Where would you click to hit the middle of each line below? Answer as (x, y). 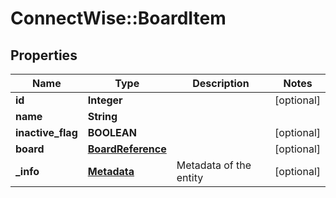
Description (221, 83)
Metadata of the (214, 165)
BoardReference (127, 149)
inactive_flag (46, 132)
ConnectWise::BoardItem (118, 18)
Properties (44, 55)
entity (190, 177)
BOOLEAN (112, 132)
